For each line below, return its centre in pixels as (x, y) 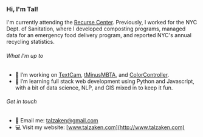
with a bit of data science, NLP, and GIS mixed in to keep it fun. (94, 88)
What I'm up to (25, 55)
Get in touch (22, 102)
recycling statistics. (30, 42)
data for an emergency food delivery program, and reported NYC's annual (99, 35)
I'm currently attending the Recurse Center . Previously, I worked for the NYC (102, 23)
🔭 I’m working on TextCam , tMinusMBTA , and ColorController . (92, 74)
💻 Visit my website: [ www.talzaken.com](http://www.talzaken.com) (100, 127)
